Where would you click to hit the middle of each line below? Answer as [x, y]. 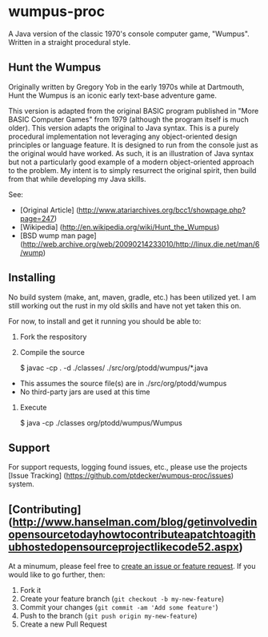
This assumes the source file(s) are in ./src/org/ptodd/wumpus [123, 383]
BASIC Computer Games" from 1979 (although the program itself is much [129, 119]
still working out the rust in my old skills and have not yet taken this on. [125, 305]
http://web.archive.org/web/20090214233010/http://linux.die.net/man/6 [141, 244]
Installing [32, 278]
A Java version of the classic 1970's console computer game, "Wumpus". [129, 34]
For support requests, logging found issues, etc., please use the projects [128, 467]
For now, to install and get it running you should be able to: [105, 321]
